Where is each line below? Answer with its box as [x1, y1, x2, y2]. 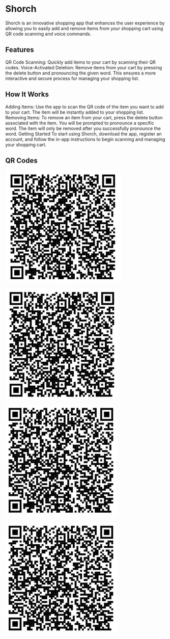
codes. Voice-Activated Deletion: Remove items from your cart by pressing [5, 64, 162, 70]
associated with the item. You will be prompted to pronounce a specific [5, 120, 154, 126]
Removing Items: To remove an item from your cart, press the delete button [5, 114, 163, 120]
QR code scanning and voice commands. [5, 31, 92, 37]
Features [5, 45, 34, 54]
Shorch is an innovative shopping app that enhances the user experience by [5, 20, 165, 26]
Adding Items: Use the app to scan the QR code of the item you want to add [5, 103, 164, 110]
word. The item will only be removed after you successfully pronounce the [5, 125, 161, 131]
